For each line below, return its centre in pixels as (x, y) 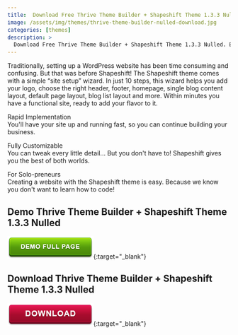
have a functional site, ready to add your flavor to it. (83, 103)
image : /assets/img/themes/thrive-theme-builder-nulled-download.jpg (112, 22)
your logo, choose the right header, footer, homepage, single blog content (115, 88)
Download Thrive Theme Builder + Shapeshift (110, 279)
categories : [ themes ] (39, 30)
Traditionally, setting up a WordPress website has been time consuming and (118, 66)
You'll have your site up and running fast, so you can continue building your (118, 124)
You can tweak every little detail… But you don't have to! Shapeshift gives (114, 153)
